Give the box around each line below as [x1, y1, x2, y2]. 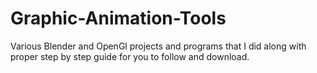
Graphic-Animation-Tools [10, 7, 227, 30]
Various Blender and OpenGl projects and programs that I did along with [10, 40, 307, 52]
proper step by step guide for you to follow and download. [10, 50, 250, 62]
